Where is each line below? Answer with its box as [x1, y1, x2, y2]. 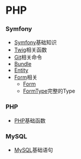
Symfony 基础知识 [14, 39, 57, 46]
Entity [14, 66, 29, 74]
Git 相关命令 [14, 54, 43, 61]
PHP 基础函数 [14, 117, 46, 124]
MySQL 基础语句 [14, 147, 53, 154]
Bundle [14, 61, 32, 68]
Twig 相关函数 [14, 46, 47, 53]
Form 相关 [14, 74, 38, 81]
